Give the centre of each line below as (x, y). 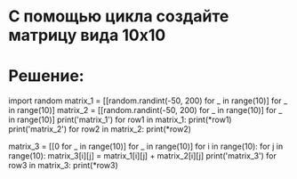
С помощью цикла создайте (119, 16)
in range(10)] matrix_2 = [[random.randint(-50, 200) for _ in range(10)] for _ (145, 110)
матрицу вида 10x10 (87, 35)
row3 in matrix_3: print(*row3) (64, 166)
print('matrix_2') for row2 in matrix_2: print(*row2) (100, 129)
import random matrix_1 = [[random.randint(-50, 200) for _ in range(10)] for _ (148, 101)
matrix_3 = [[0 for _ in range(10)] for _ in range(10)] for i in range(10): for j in (146, 146)
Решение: (47, 76)
